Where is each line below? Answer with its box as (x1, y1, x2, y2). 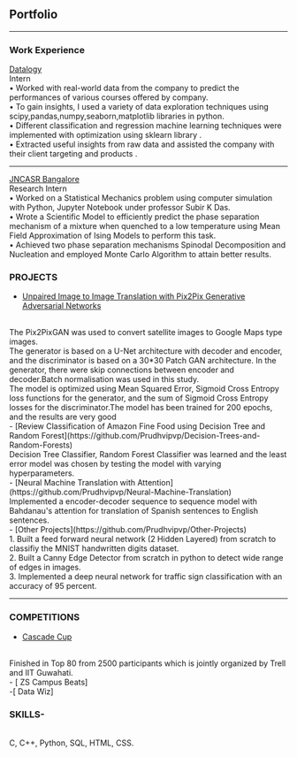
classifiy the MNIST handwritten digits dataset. (9, 543, 179, 554)
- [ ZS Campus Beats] (9, 677, 88, 687)
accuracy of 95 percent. (9, 581, 97, 592)
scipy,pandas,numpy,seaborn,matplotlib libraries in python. (9, 111, 225, 122)
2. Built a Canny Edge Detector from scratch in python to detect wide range (9, 553, 284, 563)
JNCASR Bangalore (9, 174, 80, 185)
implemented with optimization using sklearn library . (9, 130, 202, 141)
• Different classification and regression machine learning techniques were (9, 120, 282, 131)
